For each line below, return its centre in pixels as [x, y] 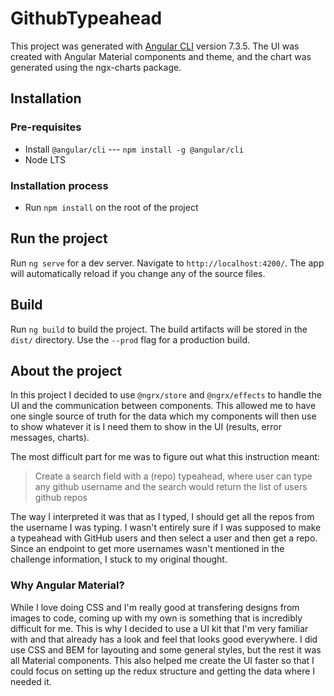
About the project [66, 370]
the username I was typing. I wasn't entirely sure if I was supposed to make [166, 528]
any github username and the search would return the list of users [171, 487]
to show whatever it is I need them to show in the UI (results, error [146, 427]
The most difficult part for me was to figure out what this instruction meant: [165, 457]
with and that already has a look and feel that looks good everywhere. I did [164, 639]
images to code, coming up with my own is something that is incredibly [156, 618]
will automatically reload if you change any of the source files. [138, 273]
